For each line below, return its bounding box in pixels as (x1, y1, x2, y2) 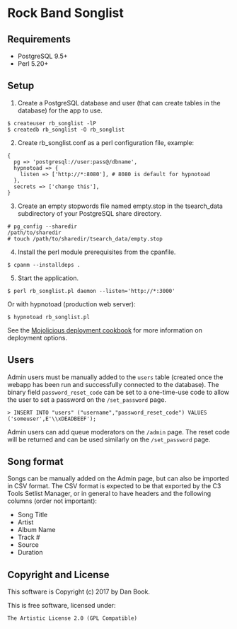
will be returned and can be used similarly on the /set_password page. (7, 435, 211, 444)
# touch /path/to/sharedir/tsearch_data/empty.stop (7, 235, 163, 242)
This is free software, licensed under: (7, 601, 116, 610)
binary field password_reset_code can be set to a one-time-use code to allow (7, 388, 230, 396)
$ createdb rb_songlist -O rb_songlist (7, 126, 125, 133)
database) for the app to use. (17, 106, 103, 115)
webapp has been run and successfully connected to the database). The (7, 380, 219, 388)
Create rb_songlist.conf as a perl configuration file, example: (17, 138, 195, 146)
